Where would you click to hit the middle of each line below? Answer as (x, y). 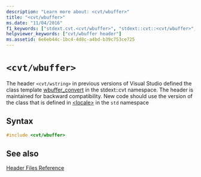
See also (22, 154)
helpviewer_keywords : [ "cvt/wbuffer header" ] (64, 34)
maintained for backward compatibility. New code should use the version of (100, 96)
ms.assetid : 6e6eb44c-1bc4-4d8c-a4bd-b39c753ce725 (71, 39)
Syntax (20, 121)
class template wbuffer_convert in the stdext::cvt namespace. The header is (100, 90)
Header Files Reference (35, 168)
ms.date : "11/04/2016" (34, 23)
